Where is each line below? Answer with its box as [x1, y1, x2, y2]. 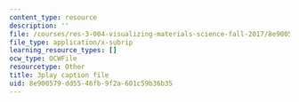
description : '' [9, 21, 69, 30]
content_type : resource [9, 12, 98, 22]
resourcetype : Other [9, 63, 86, 72]
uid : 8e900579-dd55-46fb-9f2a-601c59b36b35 [9, 79, 174, 88]
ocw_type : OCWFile [9, 54, 77, 63]
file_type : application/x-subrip [9, 37, 133, 47]
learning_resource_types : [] [9, 46, 117, 55]
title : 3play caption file [9, 71, 109, 80]
